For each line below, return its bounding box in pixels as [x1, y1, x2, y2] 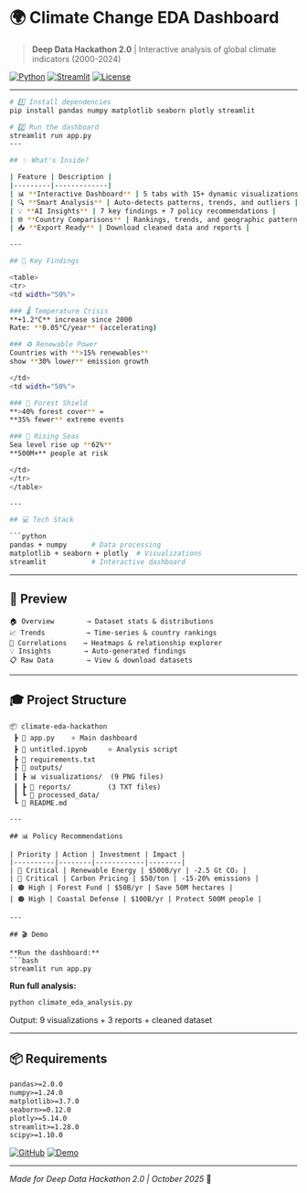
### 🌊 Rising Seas [9, 431, 79, 442]
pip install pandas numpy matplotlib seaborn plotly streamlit [9, 106, 256, 115]
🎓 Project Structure [9, 692, 127, 708]
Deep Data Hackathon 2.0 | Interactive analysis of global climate [31, 43, 277, 55]
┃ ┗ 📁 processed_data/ [13, 791, 101, 800]
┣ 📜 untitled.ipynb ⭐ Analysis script [13, 745, 178, 754]
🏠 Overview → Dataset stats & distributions [9, 616, 215, 626]
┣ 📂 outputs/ [13, 763, 64, 772]
